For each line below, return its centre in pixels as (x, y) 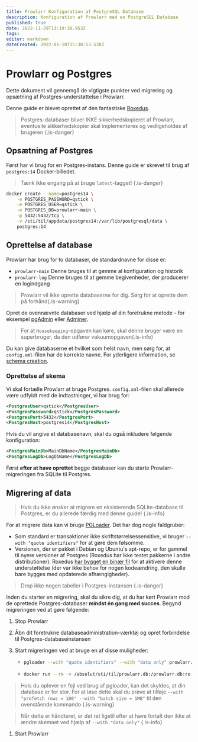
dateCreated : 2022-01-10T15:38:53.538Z (55, 45)
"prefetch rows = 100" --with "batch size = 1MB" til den (91, 698)
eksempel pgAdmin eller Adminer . (47, 319)
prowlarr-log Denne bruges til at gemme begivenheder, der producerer (102, 277)
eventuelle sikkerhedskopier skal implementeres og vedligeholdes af (104, 126)
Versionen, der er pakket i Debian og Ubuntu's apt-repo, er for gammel (101, 549)
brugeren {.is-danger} (47, 132)
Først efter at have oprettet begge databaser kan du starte (78, 468)
